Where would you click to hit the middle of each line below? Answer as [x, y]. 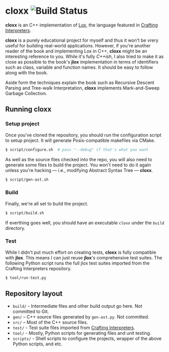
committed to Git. [31, 311]
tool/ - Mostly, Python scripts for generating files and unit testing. [82, 333]
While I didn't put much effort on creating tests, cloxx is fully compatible [81, 252]
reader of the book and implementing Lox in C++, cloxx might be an [76, 51]
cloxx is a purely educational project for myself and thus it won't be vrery [82, 40]
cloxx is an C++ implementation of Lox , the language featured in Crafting [82, 25]
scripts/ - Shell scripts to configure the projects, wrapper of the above [87, 338]
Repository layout [34, 294]
